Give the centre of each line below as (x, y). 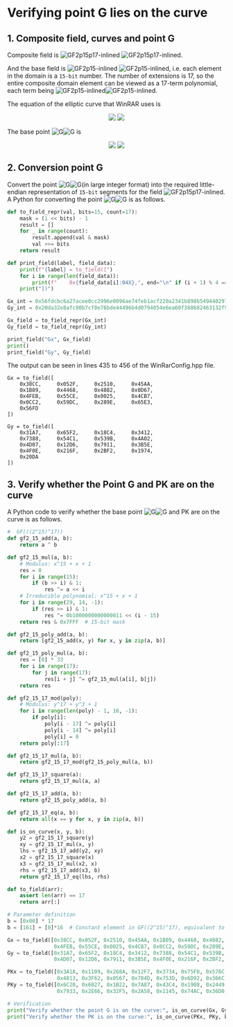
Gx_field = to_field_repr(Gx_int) (57, 320)
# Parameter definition (42, 915)
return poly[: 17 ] (45, 743)
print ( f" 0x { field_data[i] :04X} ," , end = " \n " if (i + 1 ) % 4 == (130, 282)
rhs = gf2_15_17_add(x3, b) (60, 870)
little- (207, 184)
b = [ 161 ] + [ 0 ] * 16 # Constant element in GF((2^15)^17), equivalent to (116, 927)
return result (40, 251)
